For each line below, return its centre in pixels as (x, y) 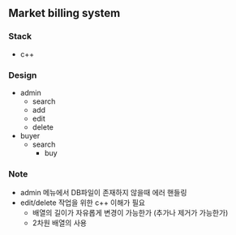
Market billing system (64, 13)
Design (23, 75)
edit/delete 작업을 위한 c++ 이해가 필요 (83, 203)
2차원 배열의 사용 (60, 223)
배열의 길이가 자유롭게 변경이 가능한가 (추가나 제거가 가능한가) (130, 213)
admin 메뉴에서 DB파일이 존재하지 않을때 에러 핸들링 (103, 193)
